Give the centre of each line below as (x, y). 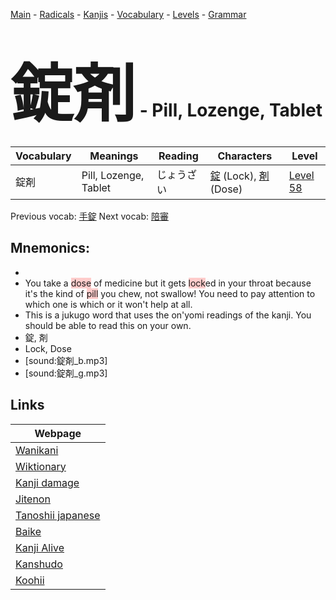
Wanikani (37, 450)
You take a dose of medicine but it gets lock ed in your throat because (168, 283)
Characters (245, 156)
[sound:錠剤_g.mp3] (66, 373)
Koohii (30, 580)
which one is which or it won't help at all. (108, 304)
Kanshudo (39, 564)
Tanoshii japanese (58, 515)
